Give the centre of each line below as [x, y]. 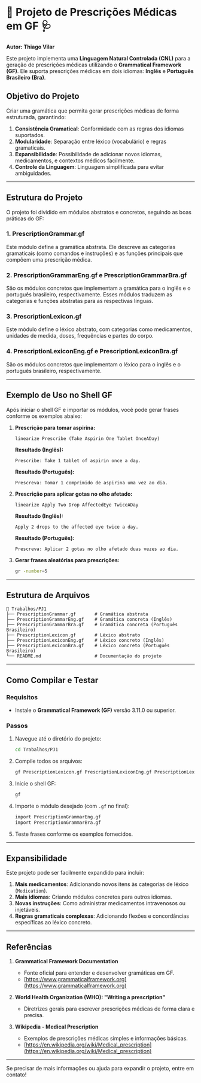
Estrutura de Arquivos [48, 595]
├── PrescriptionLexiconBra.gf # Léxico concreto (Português [88, 646]
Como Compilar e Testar [52, 680]
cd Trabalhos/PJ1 [36, 750]
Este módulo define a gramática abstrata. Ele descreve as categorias [91, 247]
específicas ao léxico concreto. [53, 923]
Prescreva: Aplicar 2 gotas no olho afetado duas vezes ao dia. [97, 549]
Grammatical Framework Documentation [66, 961]
